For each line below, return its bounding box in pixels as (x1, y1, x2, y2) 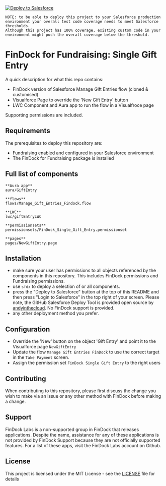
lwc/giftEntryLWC (5, 214, 42, 219)
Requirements (5, 127, 50, 135)
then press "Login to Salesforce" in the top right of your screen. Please (12, 294, 159, 300)
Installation (5, 254, 41, 263)
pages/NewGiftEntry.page (5, 240, 57, 246)
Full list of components (5, 170, 78, 178)
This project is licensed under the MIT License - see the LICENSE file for (5, 470, 155, 476)
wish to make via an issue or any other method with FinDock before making (5, 393, 161, 399)
